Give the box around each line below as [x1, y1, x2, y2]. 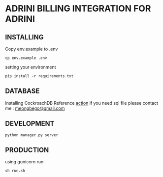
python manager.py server [5, 132, 58, 138]
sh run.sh [5, 168, 26, 174]
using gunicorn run [5, 159, 44, 165]
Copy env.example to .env [5, 46, 58, 52]
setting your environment [5, 64, 56, 70]
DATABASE [5, 87, 40, 95]
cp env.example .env [5, 56, 48, 60]
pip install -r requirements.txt [5, 74, 74, 79]
